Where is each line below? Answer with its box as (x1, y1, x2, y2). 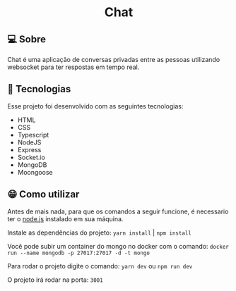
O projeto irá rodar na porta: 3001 (7, 275, 104, 284)
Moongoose (17, 168, 53, 176)
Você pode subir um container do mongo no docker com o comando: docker (7, 242, 230, 250)
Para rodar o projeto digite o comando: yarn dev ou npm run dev (7, 261, 193, 270)
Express (17, 145, 42, 154)
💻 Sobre (7, 33, 46, 45)
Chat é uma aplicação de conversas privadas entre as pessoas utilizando (7, 56, 220, 63)
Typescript (17, 130, 49, 139)
